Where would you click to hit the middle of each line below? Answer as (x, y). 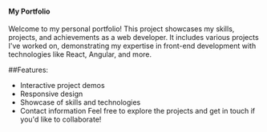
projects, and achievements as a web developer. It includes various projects (133, 38)
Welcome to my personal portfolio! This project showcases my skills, (121, 29)
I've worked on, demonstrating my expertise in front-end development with (132, 46)
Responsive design (51, 94)
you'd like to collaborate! (61, 119)
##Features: (28, 70)
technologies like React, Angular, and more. (80, 54)
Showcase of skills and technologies (80, 102)
